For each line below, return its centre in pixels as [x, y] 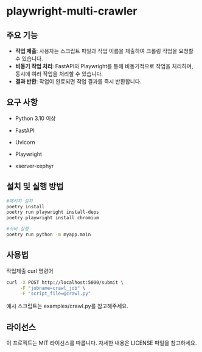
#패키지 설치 [20, 201]
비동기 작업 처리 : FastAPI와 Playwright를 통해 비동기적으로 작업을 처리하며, [104, 66]
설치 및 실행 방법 [35, 187]
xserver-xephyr [34, 166]
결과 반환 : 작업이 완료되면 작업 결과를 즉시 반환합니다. [78, 81]
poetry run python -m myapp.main [49, 234]
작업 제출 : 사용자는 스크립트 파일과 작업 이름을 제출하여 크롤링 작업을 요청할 [104, 51]
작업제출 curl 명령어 [30, 271]
